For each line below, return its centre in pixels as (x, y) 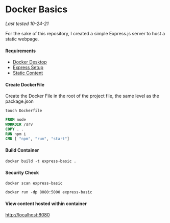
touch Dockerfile (24, 111)
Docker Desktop (30, 62)
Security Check (22, 172)
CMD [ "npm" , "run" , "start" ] (38, 139)
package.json (20, 101)
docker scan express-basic (34, 183)
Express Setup (28, 68)
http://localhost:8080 (28, 215)
